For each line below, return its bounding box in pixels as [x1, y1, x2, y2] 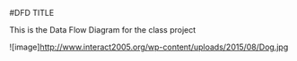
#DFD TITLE [9, 8, 55, 18]
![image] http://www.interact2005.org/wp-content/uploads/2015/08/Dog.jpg [9, 42, 289, 52]
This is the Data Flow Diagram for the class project [9, 25, 197, 34]
